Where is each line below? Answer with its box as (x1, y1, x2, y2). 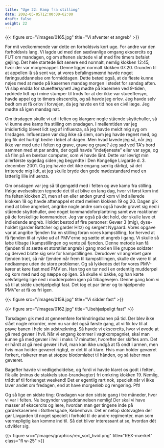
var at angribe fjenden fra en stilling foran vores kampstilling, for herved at (5, 230, 155, 236)
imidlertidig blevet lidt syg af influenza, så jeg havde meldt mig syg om (5, 126, 147, 132)
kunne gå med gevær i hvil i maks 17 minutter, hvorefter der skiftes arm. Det (5, 337, 158, 343)
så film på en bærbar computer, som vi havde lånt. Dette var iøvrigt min (5, 153, 149, 158)
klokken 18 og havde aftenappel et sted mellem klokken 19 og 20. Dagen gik (5, 198, 158, 204)
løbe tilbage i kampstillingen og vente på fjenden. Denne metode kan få (5, 240, 149, 246)
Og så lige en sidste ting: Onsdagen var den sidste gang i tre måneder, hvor (5, 392, 158, 398)
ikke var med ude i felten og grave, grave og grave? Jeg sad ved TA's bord (5, 142, 155, 148)
